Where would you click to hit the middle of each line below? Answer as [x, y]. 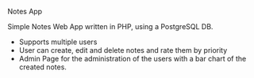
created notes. [42, 67]
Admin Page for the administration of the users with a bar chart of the [133, 59]
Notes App [25, 11]
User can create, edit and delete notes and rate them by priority [123, 50]
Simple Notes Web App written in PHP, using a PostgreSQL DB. [110, 26]
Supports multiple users [58, 42]
